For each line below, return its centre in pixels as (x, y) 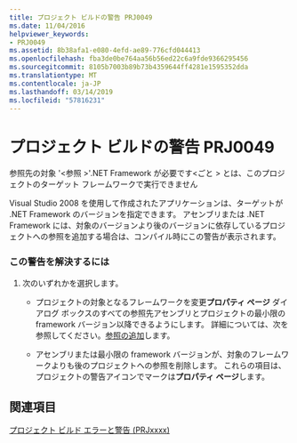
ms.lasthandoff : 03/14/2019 (61, 92)
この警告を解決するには (59, 262)
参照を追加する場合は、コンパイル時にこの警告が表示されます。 (165, 237)
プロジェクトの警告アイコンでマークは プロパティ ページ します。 (152, 376)
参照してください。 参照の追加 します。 (105, 335)
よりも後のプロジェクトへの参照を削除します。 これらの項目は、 (169, 365)
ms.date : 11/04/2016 (48, 26)
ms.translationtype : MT (53, 76)
